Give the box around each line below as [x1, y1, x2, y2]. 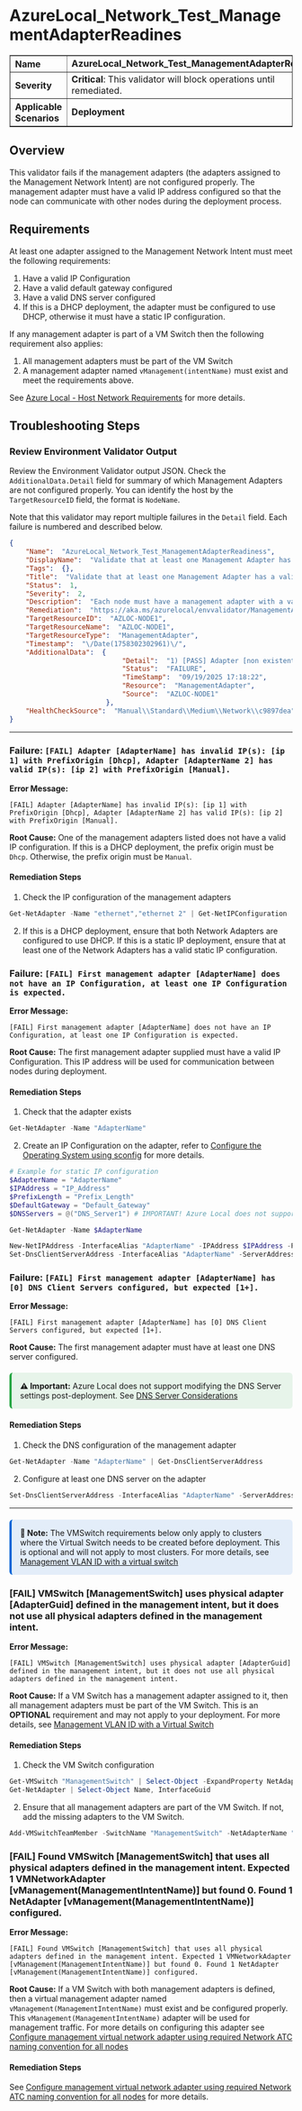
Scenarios [14, 112, 60, 124]
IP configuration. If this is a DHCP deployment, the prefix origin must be [9, 842, 274, 852]
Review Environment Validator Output [9, 445, 177, 458]
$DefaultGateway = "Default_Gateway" [9, 1200, 151, 1210]
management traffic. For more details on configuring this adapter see [9, 2022, 265, 2033]
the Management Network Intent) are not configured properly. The [9, 177, 255, 187]
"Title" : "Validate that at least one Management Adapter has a [25, 572, 276, 581]
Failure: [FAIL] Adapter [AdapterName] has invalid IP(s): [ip [9, 744, 286, 757]
